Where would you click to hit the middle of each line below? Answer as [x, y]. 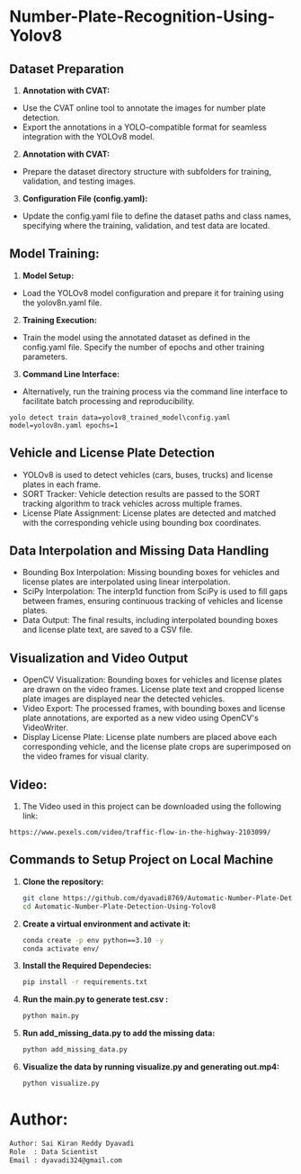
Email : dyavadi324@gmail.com [66, 1160]
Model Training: [54, 254]
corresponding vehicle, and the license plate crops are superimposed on [157, 747]
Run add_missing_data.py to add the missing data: [119, 1034]
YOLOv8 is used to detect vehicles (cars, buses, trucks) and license [148, 474]
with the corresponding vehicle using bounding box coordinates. [142, 522]
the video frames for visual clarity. [85, 756]
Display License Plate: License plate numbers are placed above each [150, 737]
